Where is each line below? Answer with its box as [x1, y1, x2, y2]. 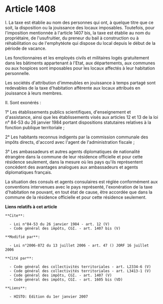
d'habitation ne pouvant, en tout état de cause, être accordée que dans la [5, 189, 152, 195]
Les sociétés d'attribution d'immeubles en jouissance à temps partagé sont [5, 79, 156, 86]
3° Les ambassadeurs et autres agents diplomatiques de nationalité [5, 149, 140, 154]
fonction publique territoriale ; [5, 124, 65, 130]
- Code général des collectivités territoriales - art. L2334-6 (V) [9, 264, 151, 269]
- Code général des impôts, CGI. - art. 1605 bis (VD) [9, 277, 123, 282]
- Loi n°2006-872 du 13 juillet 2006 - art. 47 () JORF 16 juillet [9, 243, 149, 248]
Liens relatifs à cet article [5, 204, 57, 209]
